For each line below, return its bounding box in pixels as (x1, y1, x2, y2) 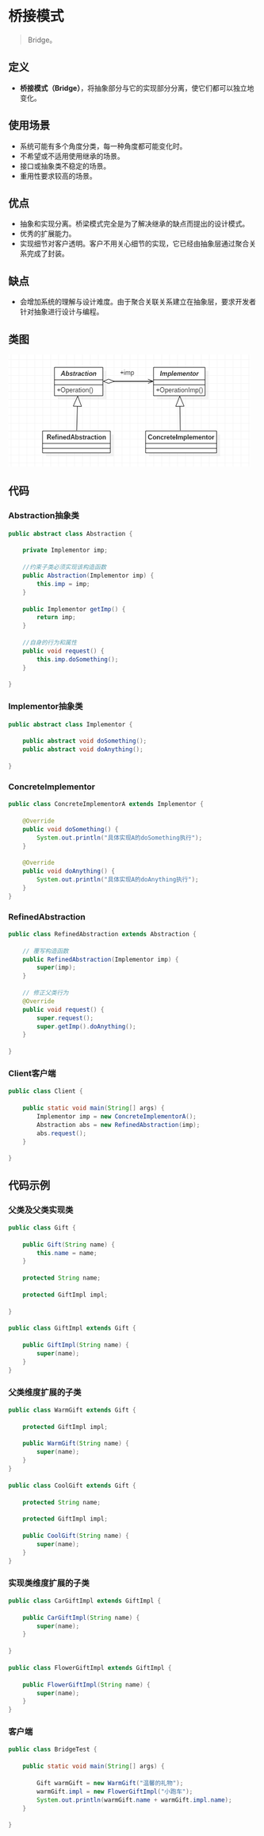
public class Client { (8, 1087, 83, 1095)
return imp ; (36, 614, 77, 622)
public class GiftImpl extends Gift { (8, 1324, 136, 1332)
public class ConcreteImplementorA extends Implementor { (8, 800, 204, 808)
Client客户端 (8, 1068, 56, 1079)
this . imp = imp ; (36, 579, 90, 588)
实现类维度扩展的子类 (8, 1577, 90, 1588)
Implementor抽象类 (8, 701, 83, 712)
